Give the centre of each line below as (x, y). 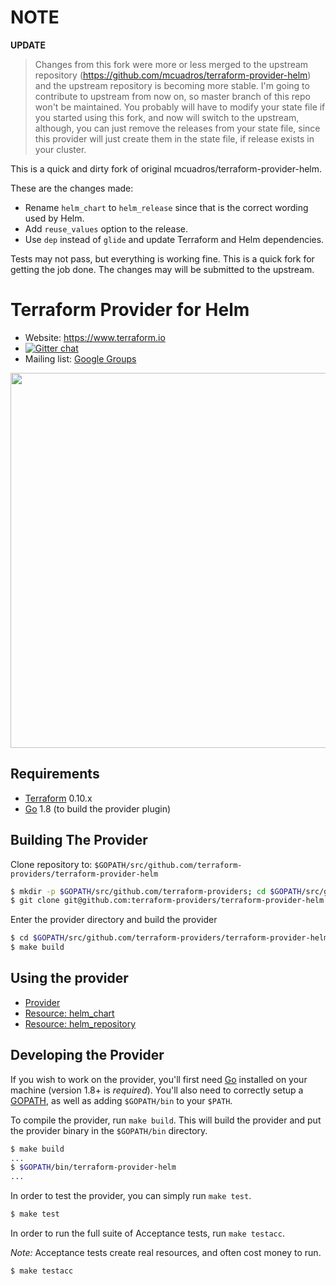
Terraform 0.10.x (58, 798)
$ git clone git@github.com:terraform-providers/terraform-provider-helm (167, 901)
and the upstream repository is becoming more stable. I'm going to (172, 85)
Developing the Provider (87, 1055)
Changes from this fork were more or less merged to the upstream (171, 64)
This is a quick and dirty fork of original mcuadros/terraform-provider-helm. (166, 168)
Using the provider (69, 978)
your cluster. (60, 149)
